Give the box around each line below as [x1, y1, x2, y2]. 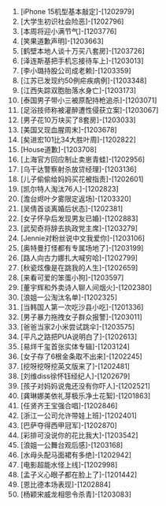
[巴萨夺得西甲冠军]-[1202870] [20, 421, 117, 430]
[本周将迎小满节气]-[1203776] [20, 27, 117, 35]
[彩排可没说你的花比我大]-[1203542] [20, 430, 138, 440]
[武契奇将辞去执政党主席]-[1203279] [20, 224, 138, 233]
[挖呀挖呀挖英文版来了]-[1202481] [20, 362, 131, 370]
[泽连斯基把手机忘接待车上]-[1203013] [20, 56, 144, 65]
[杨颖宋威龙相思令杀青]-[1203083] [20, 489, 132, 499]
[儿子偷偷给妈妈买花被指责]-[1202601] [20, 174, 144, 184]
